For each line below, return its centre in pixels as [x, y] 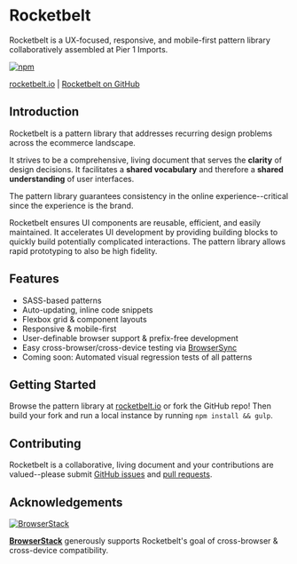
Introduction [44, 112]
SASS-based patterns [62, 300]
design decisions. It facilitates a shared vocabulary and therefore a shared [146, 169]
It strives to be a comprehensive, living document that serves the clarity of [145, 160]
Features [34, 279]
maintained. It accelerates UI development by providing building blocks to [144, 232]
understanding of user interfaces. [72, 179]
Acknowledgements [66, 502]
